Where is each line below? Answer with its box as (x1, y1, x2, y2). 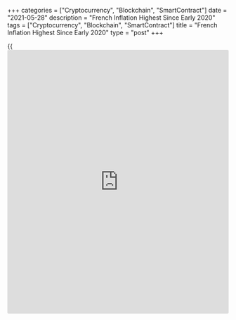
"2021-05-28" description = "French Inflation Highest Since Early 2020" (7, 13, 216, 22)
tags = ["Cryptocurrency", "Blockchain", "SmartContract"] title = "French (7, 21, 218, 29)
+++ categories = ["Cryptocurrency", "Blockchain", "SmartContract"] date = (7, 6, 228, 14)
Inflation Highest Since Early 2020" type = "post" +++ (7, 28, 164, 37)
